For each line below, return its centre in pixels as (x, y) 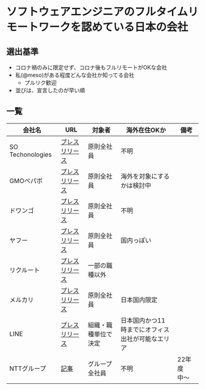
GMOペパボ (26, 181)
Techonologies (31, 154)
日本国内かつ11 (143, 320)
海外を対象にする (145, 176)
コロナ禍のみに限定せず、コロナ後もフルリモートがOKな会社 (91, 67)
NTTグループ (28, 368)
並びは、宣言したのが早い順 (50, 90)
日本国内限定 (139, 300)
